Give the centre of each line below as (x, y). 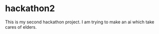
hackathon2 (30, 8)
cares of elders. (21, 27)
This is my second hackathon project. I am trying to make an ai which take (80, 22)
